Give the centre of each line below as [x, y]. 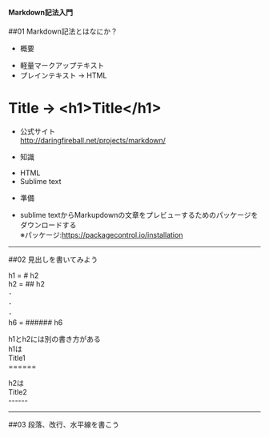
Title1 [17, 358]
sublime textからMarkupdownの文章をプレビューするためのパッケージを [139, 215]
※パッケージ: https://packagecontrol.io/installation [101, 235]
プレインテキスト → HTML [63, 75]
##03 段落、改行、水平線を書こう [64, 425]
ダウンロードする [48, 225]
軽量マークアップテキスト [62, 66]
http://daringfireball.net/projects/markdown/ [93, 141]
